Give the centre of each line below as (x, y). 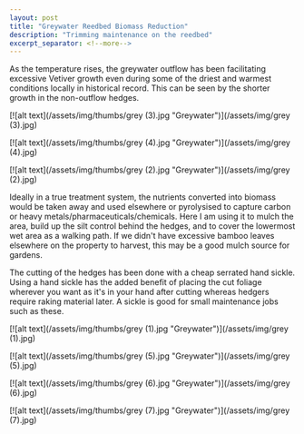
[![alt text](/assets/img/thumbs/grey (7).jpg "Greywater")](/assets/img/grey (150, 410)
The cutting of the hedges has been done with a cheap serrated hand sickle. (152, 272)
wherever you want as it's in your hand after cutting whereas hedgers (139, 292)
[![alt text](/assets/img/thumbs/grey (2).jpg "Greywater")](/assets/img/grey (150, 170)
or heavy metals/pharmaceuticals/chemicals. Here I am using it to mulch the (152, 217)
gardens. (26, 255)
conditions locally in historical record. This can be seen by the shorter (140, 88)
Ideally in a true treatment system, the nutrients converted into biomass (143, 197)
